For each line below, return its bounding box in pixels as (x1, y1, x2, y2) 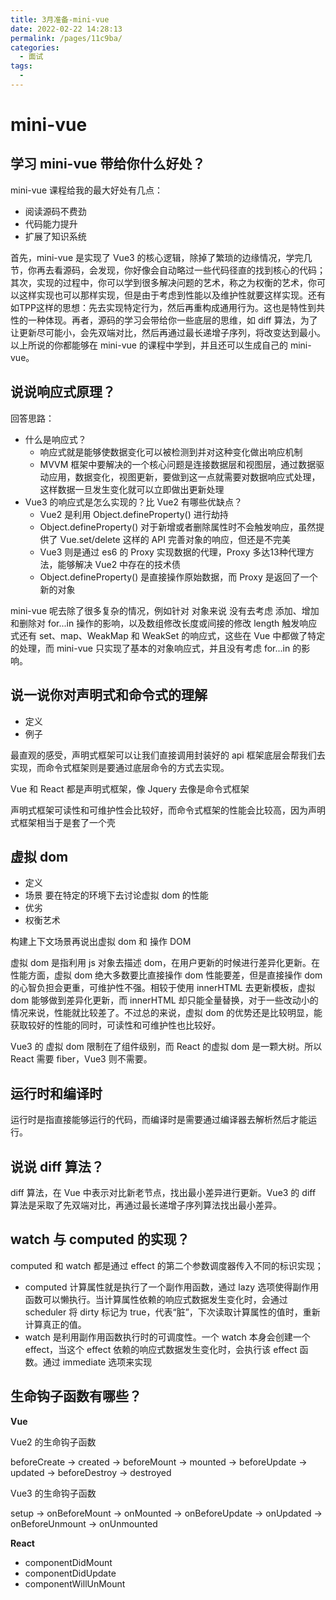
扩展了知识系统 (24, 230, 87, 242)
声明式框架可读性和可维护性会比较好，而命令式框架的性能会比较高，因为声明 (10, 804, 326, 816)
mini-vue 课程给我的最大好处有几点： (10, 184, 164, 196)
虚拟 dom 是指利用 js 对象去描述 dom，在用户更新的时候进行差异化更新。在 (10, 957, 320, 969)
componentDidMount (24, 1556, 113, 1568)
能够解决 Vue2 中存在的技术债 (57, 558, 182, 570)
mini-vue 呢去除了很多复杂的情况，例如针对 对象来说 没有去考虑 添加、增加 (10, 604, 320, 616)
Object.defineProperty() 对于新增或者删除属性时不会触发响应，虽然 (39, 521, 317, 533)
